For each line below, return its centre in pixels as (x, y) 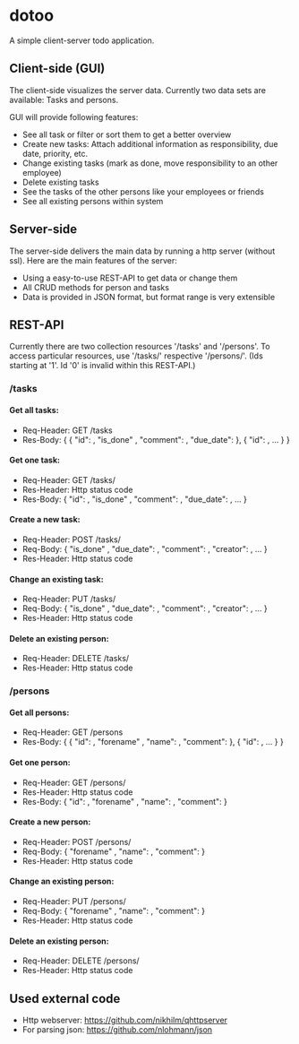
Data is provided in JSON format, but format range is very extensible (149, 297)
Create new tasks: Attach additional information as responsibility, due (150, 143)
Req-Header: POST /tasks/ (71, 539)
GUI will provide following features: (74, 116)
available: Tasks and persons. (64, 99)
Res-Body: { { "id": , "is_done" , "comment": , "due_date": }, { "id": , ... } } (156, 439)
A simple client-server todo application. (82, 40)
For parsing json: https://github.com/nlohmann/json (117, 1030)
